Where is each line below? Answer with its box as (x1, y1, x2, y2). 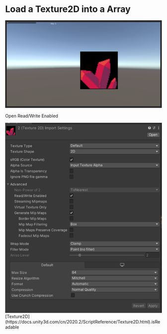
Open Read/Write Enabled (5, 113, 59, 119)
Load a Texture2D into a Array (5, 3, 131, 15)
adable (5, 324, 19, 330)
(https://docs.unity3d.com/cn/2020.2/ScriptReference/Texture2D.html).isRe (5, 319, 161, 325)
